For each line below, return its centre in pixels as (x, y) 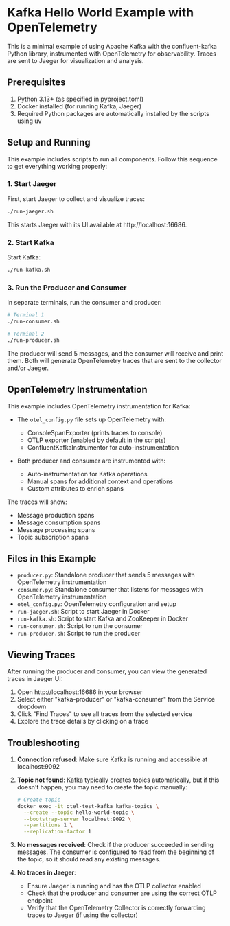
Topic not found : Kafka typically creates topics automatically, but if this (118, 780)
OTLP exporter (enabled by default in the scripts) (96, 440)
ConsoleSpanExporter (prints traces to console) (95, 432)
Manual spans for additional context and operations (100, 481)
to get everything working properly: (57, 166)
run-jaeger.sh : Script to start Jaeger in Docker (83, 612)
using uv (29, 121)
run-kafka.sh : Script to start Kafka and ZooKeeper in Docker (103, 618)
